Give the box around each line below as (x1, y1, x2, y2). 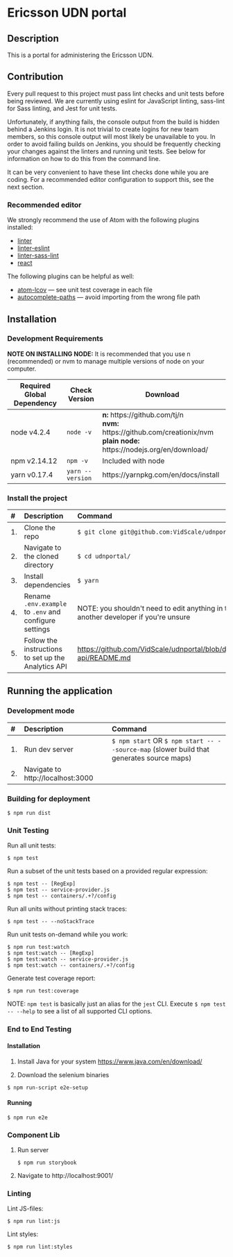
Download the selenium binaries (17, 1070, 110, 1079)
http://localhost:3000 (24, 773, 94, 782)
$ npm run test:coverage (7, 988, 79, 995)
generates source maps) (112, 753, 192, 763)
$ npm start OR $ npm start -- (112, 736, 215, 745)
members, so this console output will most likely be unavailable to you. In (7, 132, 216, 140)
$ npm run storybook (17, 1159, 77, 1166)
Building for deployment (7, 793, 90, 803)
